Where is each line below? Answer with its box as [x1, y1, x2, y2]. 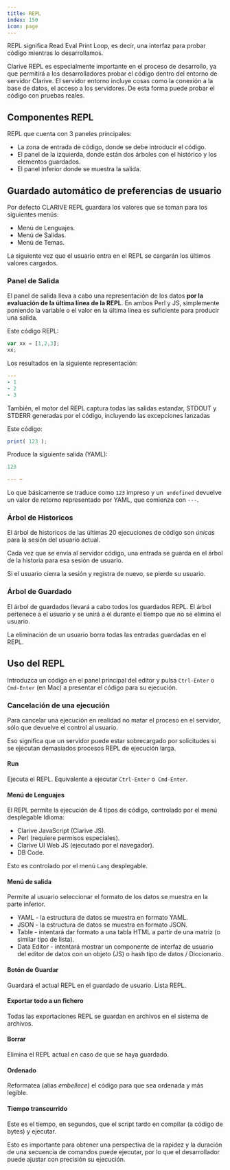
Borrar [7, 1035, 26, 1044]
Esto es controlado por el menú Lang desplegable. [7, 862, 148, 870]
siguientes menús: [7, 210, 59, 219]
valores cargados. [7, 259, 58, 267]
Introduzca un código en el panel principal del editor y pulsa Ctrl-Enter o [7, 676, 215, 684]
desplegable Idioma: [7, 813, 65, 821]
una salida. [7, 313, 38, 322]
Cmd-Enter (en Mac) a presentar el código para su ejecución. [7, 683, 178, 692]
